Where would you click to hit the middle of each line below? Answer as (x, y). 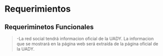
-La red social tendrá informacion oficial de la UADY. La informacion (85, 38)
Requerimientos (38, 9)
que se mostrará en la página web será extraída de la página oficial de (87, 44)
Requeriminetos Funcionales (49, 27)
